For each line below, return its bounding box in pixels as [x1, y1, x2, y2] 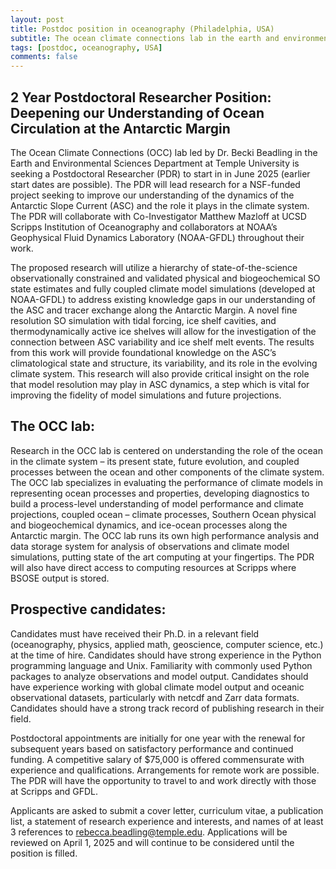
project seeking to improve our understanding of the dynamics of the [10, 189, 295, 201]
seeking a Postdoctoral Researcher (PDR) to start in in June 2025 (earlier [10, 167, 311, 180]
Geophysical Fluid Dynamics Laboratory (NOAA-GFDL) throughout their [10, 231, 305, 243]
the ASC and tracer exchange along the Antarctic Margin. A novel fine [10, 304, 298, 316]
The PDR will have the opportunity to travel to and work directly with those [10, 774, 317, 786]
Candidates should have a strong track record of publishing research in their [10, 702, 325, 714]
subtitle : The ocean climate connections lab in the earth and [10, 33, 280, 43]
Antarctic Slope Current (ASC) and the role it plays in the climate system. [10, 199, 310, 211]
